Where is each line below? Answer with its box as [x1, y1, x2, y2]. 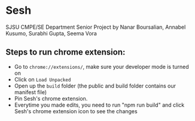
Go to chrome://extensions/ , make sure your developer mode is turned [14, 63, 189, 70]
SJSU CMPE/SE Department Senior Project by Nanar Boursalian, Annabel [5, 23, 186, 31]
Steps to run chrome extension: [5, 47, 126, 58]
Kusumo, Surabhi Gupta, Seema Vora [5, 29, 97, 37]
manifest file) [14, 88, 47, 96]
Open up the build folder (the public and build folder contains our [14, 82, 176, 89]
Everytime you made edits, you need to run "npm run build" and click [14, 101, 185, 108]
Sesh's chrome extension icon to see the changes [14, 107, 138, 114]
